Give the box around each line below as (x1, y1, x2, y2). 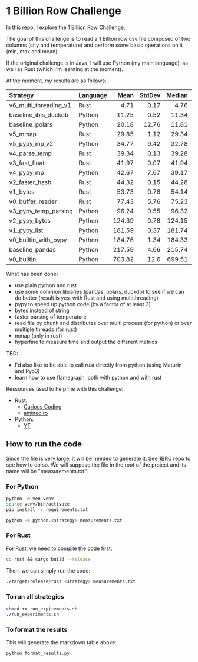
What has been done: (6, 270, 58, 277)
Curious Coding (23, 403, 62, 410)
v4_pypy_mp (9, 168, 44, 176)
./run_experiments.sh (6, 611, 60, 617)
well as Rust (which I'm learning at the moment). (6, 65, 123, 72)
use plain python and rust (14, 281, 77, 288)
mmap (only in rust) (14, 332, 62, 339)
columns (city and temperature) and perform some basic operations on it (6, 41, 183, 49)
